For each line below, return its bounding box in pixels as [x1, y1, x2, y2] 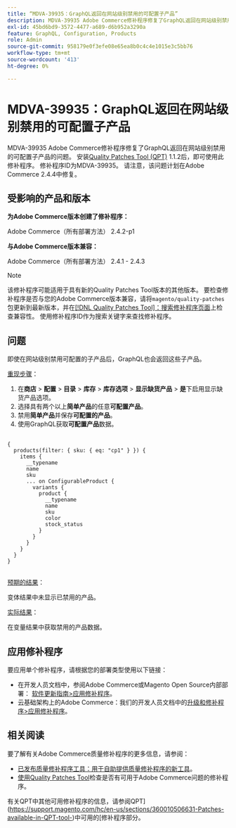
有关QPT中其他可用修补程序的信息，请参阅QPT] [7, 796, 146, 805]
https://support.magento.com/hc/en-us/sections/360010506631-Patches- [9, 805, 225, 813]
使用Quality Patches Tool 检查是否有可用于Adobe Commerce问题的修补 [17, 773, 223, 782]
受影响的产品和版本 [7, 192, 91, 204]
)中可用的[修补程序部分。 [72, 813, 145, 822]
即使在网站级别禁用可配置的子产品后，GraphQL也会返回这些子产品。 [7, 355, 206, 363]
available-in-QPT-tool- [7, 813, 72, 822]
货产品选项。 [17, 393, 55, 402]
